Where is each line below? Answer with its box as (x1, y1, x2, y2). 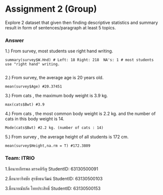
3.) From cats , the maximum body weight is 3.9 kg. (5, 93, 108, 99)
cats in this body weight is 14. (5, 116, 64, 122)
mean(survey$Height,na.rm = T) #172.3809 (5, 143, 91, 149)
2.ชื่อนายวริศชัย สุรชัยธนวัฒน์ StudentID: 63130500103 (5, 175, 103, 181)
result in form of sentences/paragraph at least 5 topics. (5, 24, 116, 30)
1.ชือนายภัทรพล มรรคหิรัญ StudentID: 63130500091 (5, 166, 99, 172)
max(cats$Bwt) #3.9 (5, 102, 45, 107)
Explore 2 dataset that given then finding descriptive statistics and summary (5, 20, 158, 25)
